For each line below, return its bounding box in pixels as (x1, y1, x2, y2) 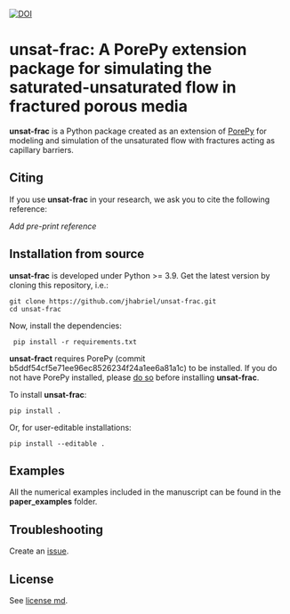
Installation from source (9, 246, 145, 262)
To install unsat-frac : (9, 389, 87, 400)
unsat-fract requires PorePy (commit (9, 352, 146, 364)
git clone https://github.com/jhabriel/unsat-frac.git (9, 296, 217, 306)
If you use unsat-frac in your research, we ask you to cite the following (9, 194, 270, 205)
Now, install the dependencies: (9, 320, 123, 331)
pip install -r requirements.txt (12, 337, 138, 346)
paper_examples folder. (9, 497, 98, 507)
